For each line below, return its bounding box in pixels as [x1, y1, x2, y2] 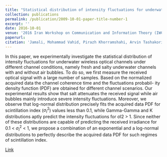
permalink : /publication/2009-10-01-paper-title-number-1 [5, 16, 128, 21]
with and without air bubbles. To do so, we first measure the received [5, 69, 147, 75]
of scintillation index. [5, 137, 48, 143]
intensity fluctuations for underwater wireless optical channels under [5, 58, 146, 65]
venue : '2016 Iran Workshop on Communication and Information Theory [5, 30, 153, 35]
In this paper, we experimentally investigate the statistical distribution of [5, 53, 153, 59]
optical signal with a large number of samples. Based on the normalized [5, 74, 152, 80]
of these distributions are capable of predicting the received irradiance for [5, 119, 157, 125]
